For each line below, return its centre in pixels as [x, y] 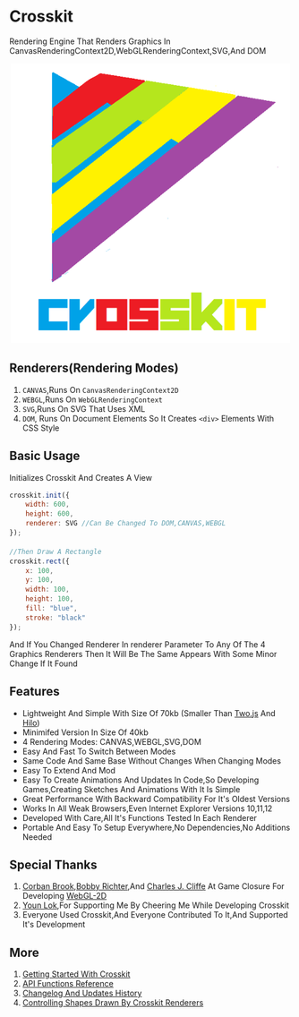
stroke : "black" [56, 618]
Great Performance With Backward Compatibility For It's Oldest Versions [156, 799]
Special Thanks [53, 864]
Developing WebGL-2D [64, 896]
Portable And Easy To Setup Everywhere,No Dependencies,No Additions [156, 827]
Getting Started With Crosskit [76, 974]
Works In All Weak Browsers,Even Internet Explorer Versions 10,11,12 [147, 808]
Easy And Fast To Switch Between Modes [99, 751]
